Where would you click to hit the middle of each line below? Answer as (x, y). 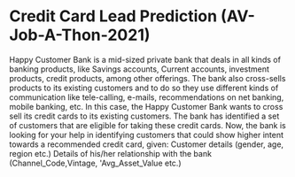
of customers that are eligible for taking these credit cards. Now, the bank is (147, 125)
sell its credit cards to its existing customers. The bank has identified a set (144, 116)
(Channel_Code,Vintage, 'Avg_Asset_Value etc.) (95, 163)
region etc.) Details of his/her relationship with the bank (111, 153)
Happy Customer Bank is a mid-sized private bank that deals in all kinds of (145, 59)
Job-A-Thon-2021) (80, 35)
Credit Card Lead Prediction (113, 16)
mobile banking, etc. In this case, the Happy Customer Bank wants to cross (146, 106)
